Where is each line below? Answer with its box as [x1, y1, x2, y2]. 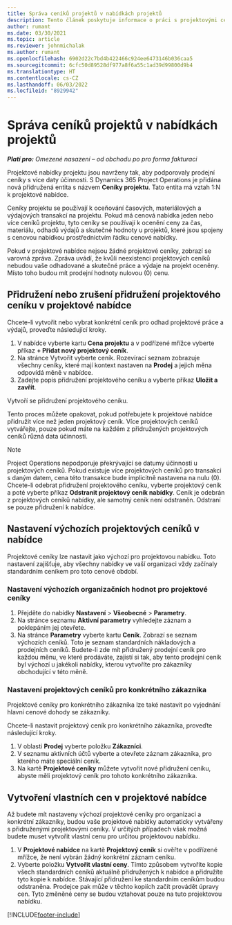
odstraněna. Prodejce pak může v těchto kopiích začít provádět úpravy [17, 883, 219, 891]
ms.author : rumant [7, 49, 60, 56]
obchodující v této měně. [17, 667, 88, 676]
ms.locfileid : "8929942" [7, 87, 79, 94]
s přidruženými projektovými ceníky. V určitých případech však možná [7, 825, 207, 834]
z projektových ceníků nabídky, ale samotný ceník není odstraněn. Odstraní [7, 495, 221, 504]
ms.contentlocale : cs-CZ [7, 74, 79, 82]
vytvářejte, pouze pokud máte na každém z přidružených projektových [7, 424, 209, 433]
